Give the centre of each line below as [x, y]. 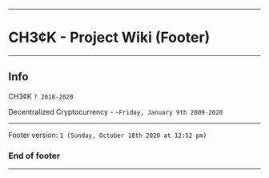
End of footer [34, 156]
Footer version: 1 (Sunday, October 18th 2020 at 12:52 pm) [108, 135]
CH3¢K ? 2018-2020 [41, 96]
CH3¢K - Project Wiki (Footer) [109, 38]
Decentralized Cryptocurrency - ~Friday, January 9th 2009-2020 [116, 111]
